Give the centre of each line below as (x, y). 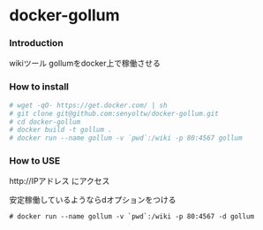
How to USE (35, 161)
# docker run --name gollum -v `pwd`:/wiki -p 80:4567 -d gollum (131, 217)
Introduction (36, 43)
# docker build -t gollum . (61, 130)
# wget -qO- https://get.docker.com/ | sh (88, 105)
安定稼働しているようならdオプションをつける (93, 200)
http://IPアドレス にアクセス (60, 181)
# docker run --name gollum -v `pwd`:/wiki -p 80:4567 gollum (126, 138)
